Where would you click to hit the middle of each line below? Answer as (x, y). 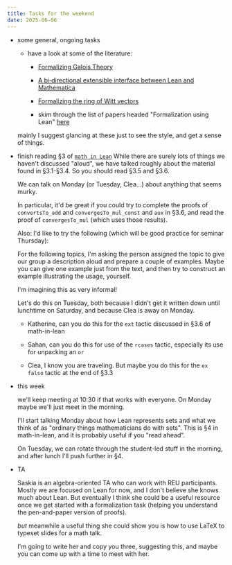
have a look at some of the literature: (80, 53)
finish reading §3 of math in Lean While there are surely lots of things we (121, 156)
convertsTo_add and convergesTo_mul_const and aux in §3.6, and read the (121, 212)
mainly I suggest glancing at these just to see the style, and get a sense (119, 135)
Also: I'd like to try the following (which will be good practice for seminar (120, 233)
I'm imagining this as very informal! (67, 289)
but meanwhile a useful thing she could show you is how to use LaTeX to (121, 525)
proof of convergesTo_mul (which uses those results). (92, 220)
